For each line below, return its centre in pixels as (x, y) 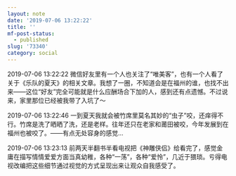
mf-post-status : (31, 33)
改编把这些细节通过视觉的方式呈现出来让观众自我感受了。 (96, 165)
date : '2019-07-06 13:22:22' (50, 20)
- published (31, 40)
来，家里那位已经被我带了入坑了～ (57, 100)
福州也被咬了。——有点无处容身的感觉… (66, 133)
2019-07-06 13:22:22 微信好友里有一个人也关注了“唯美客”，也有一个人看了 (115, 74)
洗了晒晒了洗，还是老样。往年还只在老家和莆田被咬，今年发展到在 (133, 124)
